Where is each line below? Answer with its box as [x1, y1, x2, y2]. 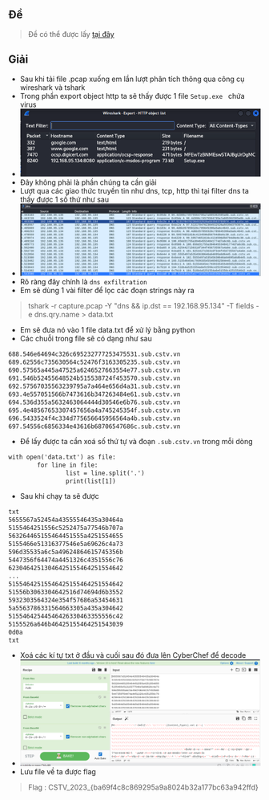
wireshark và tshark [19, 82, 86, 92]
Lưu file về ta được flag [19, 766, 96, 776]
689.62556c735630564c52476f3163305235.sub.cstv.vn [8, 358, 181, 366]
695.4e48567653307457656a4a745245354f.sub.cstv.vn [8, 406, 181, 414]
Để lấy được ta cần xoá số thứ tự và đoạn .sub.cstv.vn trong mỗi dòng [19, 437, 254, 447]
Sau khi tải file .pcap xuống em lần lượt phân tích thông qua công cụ [19, 74, 245, 84]
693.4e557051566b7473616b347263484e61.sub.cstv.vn [8, 390, 181, 398]
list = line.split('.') [65, 469, 146, 478]
